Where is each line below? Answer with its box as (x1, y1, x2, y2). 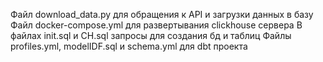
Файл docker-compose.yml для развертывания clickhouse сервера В (10, 19, 303, 31)
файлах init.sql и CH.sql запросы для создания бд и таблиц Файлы (10, 30, 292, 41)
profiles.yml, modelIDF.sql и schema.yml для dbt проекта (10, 40, 248, 52)
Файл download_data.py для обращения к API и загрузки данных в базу (10, 9, 314, 20)
